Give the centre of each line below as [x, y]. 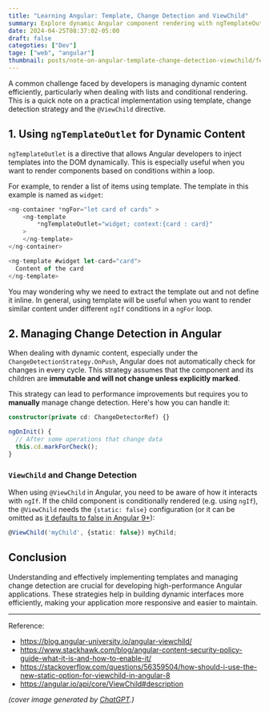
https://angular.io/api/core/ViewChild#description [102, 684]
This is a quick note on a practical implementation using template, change [130, 100]
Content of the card [50, 269]
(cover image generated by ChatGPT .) [71, 699]
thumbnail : [26, 61]
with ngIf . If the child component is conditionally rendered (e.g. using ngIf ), [133, 501]
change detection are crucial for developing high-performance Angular [125, 585]
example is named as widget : [56, 194]
